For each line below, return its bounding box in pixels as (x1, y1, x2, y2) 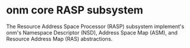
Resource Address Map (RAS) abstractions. (6, 35, 113, 42)
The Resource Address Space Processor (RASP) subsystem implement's (6, 23, 185, 30)
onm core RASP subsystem (6, 4, 144, 17)
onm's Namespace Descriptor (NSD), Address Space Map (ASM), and (6, 29, 177, 36)
